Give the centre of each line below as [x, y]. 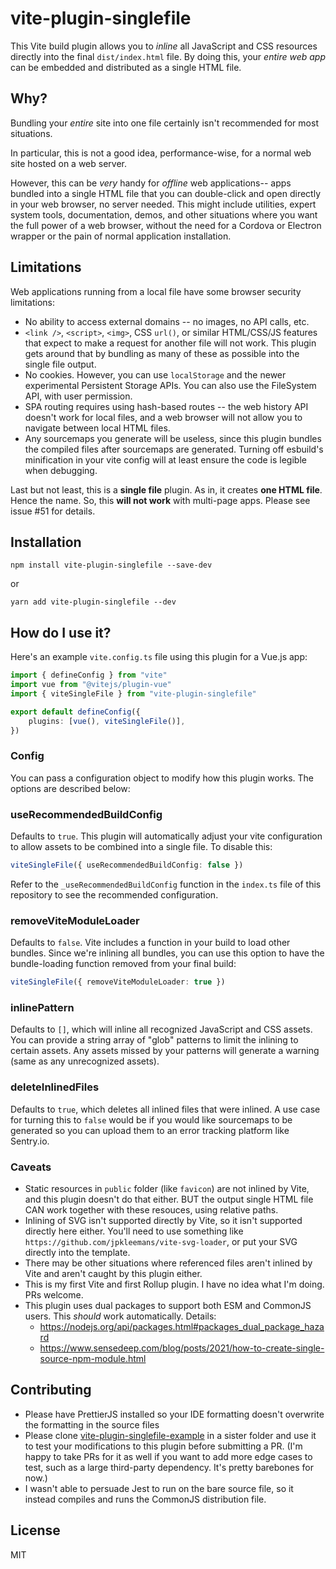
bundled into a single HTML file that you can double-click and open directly [166, 193]
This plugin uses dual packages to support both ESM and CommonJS [168, 1305]
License [35, 1530]
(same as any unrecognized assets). [85, 1061]
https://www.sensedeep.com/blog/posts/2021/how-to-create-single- [182, 1348]
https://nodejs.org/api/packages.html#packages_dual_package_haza [182, 1326]
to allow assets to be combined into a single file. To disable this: [141, 847]
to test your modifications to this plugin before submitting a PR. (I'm [163, 1446]
